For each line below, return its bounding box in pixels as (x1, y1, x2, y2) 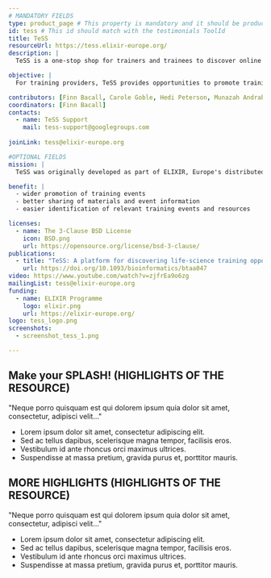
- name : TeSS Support (15, 116, 89, 124)
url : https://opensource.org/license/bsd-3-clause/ (23, 242, 200, 250)
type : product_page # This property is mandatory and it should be (8, 19, 240, 27)
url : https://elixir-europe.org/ (23, 310, 135, 318)
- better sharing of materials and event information (15, 198, 200, 206)
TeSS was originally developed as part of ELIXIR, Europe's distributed (15, 168, 265, 176)
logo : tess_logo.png (8, 317, 78, 325)
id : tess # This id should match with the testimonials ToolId (8, 27, 226, 35)
